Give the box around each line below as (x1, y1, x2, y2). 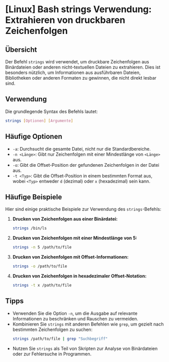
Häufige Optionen (5, 132, 63, 141)
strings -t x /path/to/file (12, 282, 72, 287)
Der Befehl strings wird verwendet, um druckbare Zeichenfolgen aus (5, 59, 149, 64)
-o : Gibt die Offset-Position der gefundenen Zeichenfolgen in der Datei (12, 162, 160, 168)
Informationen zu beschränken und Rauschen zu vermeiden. (12, 315, 139, 321)
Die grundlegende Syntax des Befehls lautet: (5, 108, 98, 115)
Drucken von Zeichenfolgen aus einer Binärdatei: (12, 216, 118, 222)
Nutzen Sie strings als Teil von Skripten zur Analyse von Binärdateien (12, 345, 158, 351)
